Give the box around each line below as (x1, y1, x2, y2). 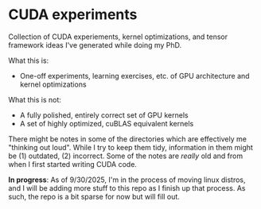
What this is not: (8, 95, 62, 104)
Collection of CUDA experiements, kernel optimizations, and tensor (8, 32, 228, 41)
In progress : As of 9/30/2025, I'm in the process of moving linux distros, (8, 175, 246, 184)
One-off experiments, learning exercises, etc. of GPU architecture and (19, 71, 250, 80)
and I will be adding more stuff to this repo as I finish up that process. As (8, 183, 246, 192)
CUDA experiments (8, 6, 138, 24)
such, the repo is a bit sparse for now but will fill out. (8, 192, 181, 201)
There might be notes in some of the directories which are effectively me (8, 134, 247, 144)
